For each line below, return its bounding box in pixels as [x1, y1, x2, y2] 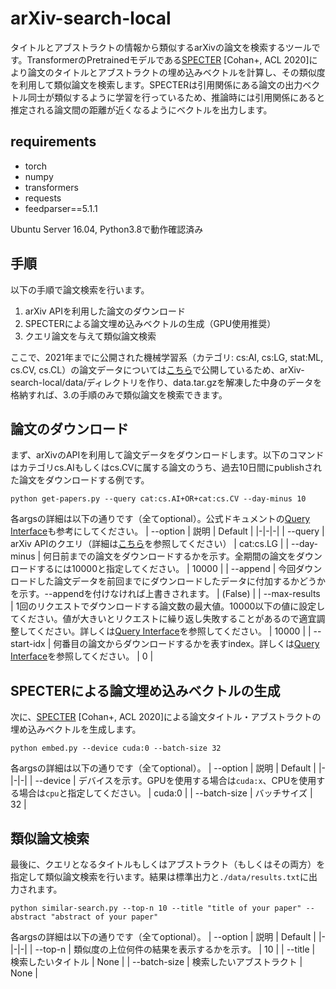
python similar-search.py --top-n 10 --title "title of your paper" [10, 903, 302, 913]
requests [24, 192, 62, 204]
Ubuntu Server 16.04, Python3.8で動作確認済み [10, 223, 204, 235]
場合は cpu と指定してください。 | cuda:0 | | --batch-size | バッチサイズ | [18, 787, 313, 799]
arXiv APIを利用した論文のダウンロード [24, 305, 187, 317]
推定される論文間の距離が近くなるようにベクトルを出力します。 [10, 103, 273, 116]
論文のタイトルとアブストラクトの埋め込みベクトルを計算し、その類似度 [27, 66, 326, 78]
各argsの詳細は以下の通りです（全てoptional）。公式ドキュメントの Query [10, 513, 311, 525]
